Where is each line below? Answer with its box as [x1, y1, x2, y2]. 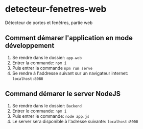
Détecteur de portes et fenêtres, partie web [5, 20, 93, 26]
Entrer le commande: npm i [12, 108, 67, 114]
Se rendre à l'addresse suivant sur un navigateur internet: [12, 70, 128, 76]
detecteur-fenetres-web [5, 3, 107, 15]
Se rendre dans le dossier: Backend [12, 103, 82, 108]
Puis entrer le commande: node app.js [12, 113, 90, 119]
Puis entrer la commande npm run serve [12, 65, 93, 71]
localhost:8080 [12, 76, 44, 81]
